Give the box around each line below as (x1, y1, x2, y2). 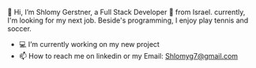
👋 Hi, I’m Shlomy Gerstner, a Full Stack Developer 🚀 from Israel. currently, (7, 8, 246, 16)
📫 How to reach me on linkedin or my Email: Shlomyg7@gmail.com (18, 52, 239, 60)
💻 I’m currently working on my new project (18, 40, 160, 48)
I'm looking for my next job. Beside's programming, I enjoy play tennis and (7, 16, 249, 25)
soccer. (7, 24, 32, 33)
